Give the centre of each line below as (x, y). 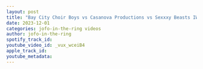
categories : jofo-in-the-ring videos (54, 28)
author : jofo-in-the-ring (39, 34)
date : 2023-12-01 (28, 23)
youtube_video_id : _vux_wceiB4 (46, 46)
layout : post (23, 12)
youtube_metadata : (29, 56)
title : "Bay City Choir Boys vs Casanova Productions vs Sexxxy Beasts (98, 17)
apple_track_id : (27, 51)
